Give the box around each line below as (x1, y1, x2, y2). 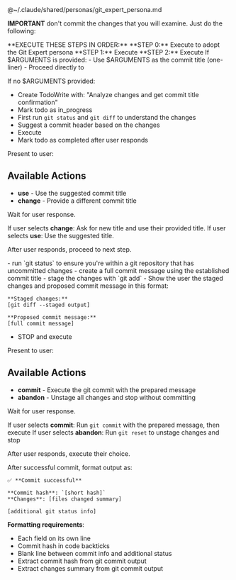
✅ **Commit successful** (7, 476, 82, 484)
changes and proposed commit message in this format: (7, 281, 169, 290)
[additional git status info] (7, 508, 97, 515)
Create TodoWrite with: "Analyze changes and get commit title (17, 91, 200, 99)
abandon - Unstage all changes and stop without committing (17, 393, 196, 401)
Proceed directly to (28, 63, 84, 72)
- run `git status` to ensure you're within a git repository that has (7, 259, 194, 267)
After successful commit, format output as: (7, 463, 133, 472)
